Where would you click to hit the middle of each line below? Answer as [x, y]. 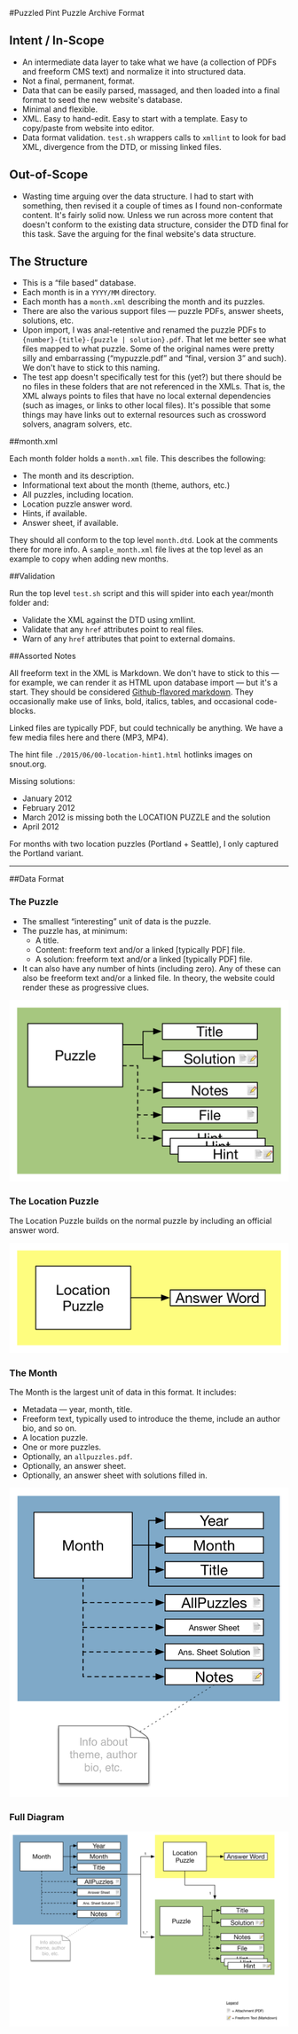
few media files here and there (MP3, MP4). [89, 738]
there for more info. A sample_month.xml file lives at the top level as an [136, 550]
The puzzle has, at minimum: [75, 931]
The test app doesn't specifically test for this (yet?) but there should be [152, 377]
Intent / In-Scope [57, 40]
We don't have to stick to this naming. [91, 368]
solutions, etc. [47, 321]
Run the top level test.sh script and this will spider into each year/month [141, 593]
